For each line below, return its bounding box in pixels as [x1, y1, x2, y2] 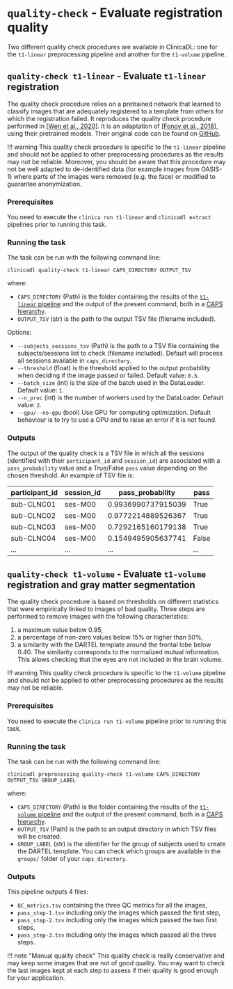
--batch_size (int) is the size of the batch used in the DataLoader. [17, 379, 205, 387]
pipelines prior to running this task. [7, 221, 107, 229]
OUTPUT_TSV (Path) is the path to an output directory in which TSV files [17, 825, 217, 833]
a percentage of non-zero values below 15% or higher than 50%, [17, 633, 204, 642]
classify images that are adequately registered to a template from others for [7, 106, 224, 116]
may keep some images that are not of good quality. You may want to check [7, 959, 225, 967]
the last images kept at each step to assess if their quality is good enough [7, 966, 218, 975]
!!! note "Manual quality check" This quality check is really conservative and [7, 951, 225, 960]
